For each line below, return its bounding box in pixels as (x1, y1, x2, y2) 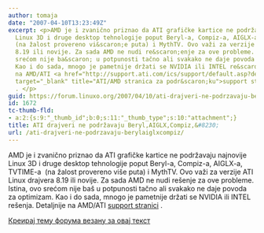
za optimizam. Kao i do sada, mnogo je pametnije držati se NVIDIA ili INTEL (8, 192, 251, 202)
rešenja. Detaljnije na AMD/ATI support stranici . (8, 200, 163, 209)
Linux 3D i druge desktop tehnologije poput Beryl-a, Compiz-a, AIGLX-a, (8, 158, 243, 168)
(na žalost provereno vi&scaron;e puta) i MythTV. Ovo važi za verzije (15, 41, 255, 49)
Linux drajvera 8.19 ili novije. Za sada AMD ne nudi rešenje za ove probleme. (8, 175, 254, 185)
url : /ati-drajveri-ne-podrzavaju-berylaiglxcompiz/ (8, 128, 185, 136)
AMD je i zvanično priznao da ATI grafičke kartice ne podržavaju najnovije (8, 150, 247, 160)
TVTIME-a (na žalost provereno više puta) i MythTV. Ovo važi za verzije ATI (8, 167, 254, 176)
